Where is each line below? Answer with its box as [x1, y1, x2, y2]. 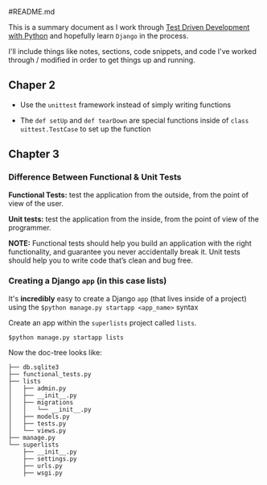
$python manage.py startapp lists [8, 334, 125, 342]
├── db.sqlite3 [8, 363, 60, 371]
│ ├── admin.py [8, 384, 67, 392]
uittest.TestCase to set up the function [19, 124, 151, 134]
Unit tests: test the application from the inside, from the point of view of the [8, 213, 260, 224]
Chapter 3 [8, 147, 60, 161]
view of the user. [8, 198, 64, 208]
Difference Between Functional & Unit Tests [8, 172, 182, 183]
